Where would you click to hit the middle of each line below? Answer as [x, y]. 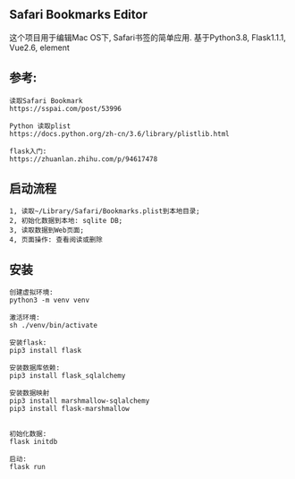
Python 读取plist [40, 126]
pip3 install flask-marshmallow [69, 409]
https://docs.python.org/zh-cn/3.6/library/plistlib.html [119, 133]
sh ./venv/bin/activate [54, 326]
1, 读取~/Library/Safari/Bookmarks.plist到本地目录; [105, 211]
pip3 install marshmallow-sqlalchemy [80, 401]
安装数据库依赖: [35, 368]
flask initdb [34, 442]
